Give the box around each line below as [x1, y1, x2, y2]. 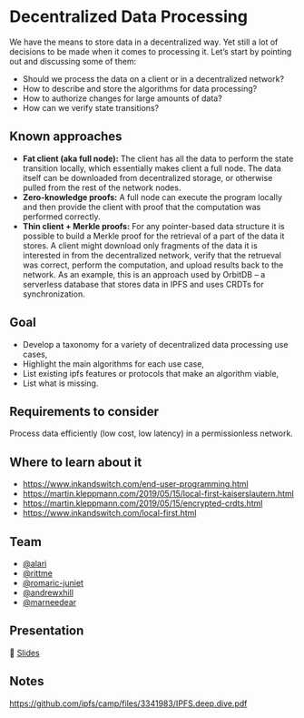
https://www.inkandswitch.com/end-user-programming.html [22, 479, 249, 490]
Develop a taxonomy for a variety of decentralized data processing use [22, 339, 289, 349]
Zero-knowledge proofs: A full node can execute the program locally [22, 191, 283, 202]
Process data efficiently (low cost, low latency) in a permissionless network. [9, 428, 293, 439]
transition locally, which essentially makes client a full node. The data [22, 162, 281, 174]
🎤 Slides [9, 647, 41, 658]
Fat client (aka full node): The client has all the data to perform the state [22, 153, 294, 164]
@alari [22, 558, 47, 569]
